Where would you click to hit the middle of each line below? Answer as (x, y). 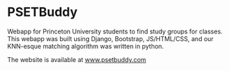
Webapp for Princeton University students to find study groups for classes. (115, 31)
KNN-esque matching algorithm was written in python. (86, 46)
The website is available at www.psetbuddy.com (77, 59)
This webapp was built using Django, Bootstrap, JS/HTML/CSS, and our (111, 38)
